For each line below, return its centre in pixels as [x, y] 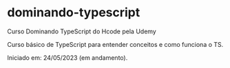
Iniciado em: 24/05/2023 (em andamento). [67, 57]
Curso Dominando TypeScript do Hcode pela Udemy [82, 31]
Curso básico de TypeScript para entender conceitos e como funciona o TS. [115, 44]
